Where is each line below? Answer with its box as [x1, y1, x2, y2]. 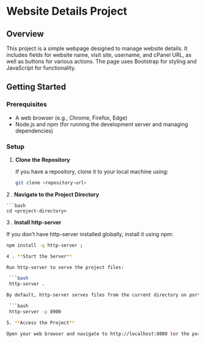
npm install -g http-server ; [6, 242, 84, 248]
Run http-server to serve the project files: [6, 264, 124, 270]
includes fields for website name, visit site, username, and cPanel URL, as [6, 51, 192, 59]
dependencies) [15, 127, 54, 134]
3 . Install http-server [6, 218, 62, 226]
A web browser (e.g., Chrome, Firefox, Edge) [15, 114, 128, 121]
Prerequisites [6, 100, 47, 109]
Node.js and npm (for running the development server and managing [15, 120, 189, 128]
